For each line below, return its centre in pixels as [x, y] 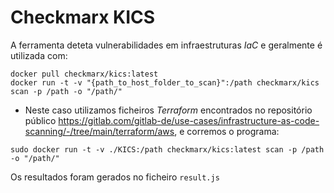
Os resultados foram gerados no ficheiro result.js [115, 177]
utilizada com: [39, 55]
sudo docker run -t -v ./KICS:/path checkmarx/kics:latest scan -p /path [167, 149]
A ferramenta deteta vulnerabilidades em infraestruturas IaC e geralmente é [166, 45]
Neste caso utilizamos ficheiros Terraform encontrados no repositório [168, 110]
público [40, 120]
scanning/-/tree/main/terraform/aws [99, 131]
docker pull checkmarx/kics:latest [84, 74]
